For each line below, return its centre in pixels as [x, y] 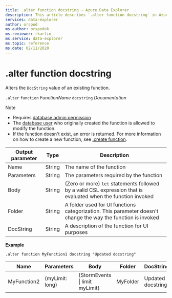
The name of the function [95, 167]
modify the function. [34, 128]
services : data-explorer [32, 19]
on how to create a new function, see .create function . [70, 139]
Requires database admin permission [52, 117]
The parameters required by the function [114, 175]
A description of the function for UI [106, 226]
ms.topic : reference [27, 44]
